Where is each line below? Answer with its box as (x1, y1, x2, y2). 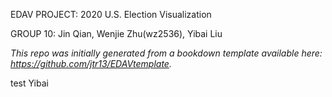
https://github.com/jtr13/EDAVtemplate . (10, 58, 172, 69)
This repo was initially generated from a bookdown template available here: (10, 47, 323, 59)
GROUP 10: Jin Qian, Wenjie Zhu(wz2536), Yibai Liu (10, 28, 223, 39)
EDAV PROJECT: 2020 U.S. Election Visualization (10, 9, 212, 20)
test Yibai (10, 77, 49, 89)
